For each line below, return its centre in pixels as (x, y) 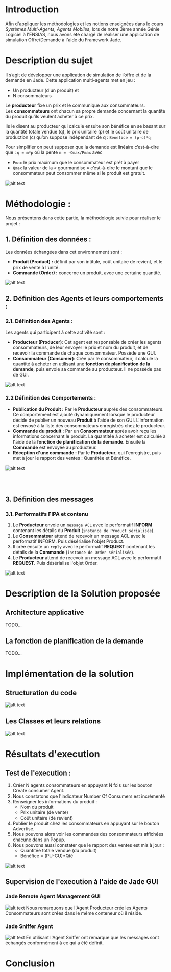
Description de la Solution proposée (83, 594)
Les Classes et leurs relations (53, 721)
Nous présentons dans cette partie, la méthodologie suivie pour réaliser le (83, 218)
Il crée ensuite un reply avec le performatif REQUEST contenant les (84, 547)
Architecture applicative (45, 612)
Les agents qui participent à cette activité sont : (55, 332)
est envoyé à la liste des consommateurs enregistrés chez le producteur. (89, 425)
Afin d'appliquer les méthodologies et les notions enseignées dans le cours (84, 24)
